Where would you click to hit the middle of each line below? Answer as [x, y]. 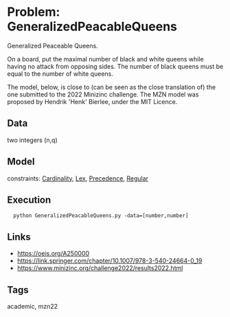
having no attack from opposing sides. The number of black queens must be [115, 66]
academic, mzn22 [33, 306]
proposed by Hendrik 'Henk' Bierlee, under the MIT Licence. [92, 101]
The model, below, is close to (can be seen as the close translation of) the [112, 87]
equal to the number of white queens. [60, 74]
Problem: [34, 12]
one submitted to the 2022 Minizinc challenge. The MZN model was [103, 94]
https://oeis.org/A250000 [53, 254]
